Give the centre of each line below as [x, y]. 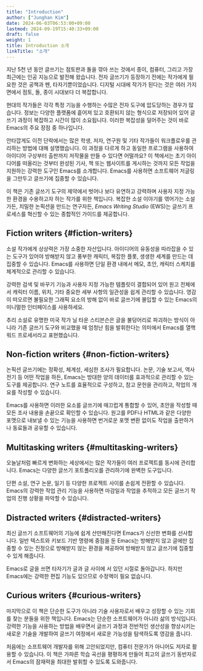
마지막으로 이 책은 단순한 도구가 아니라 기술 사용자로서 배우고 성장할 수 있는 [95, 611]
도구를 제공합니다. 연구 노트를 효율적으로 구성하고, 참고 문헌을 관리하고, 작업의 [98, 385]
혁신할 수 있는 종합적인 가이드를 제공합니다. [78, 214]
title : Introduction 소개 [38, 46]
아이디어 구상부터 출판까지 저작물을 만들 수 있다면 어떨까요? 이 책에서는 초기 [96, 156]
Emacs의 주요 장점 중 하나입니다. [45, 127]
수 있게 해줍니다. [26, 556]
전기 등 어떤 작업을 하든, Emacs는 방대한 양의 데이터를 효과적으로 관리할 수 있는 [100, 377]
